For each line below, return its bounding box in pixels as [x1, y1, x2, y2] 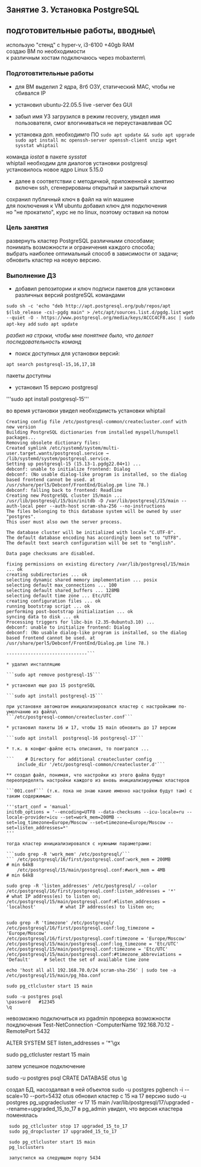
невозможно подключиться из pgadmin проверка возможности [6, 1015, 171, 1022]
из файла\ [32, 709, 58, 715]
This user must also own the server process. [6, 519, 122, 525]
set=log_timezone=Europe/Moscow [6, 820, 87, 826]
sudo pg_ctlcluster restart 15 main [6, 1051, 90, 1058]
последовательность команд [6, 338, 82, 345]
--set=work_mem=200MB [60, 814, 114, 820]
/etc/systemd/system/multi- [49, 445, 120, 451]
